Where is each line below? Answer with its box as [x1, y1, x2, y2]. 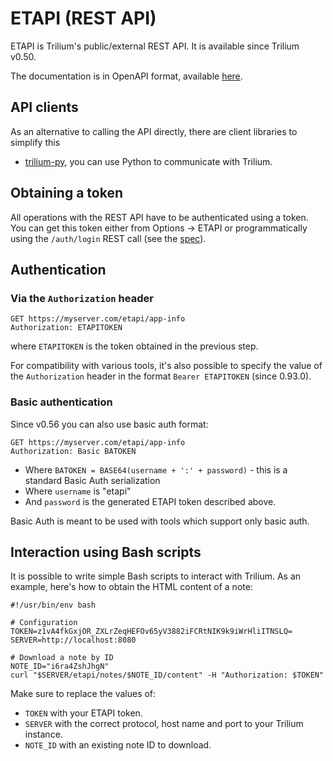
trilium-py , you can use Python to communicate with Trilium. [24, 155, 273, 167]
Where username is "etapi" [24, 485, 132, 497]
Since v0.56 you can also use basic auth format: [10, 418, 209, 430]
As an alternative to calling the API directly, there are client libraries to [10, 125, 298, 137]
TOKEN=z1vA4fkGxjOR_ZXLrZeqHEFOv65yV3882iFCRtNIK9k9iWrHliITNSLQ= [10, 627, 293, 637]
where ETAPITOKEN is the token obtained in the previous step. [10, 340, 259, 352]
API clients [10, 99, 79, 116]
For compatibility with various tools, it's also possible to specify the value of [10, 360, 323, 372]
